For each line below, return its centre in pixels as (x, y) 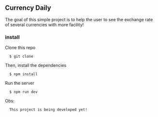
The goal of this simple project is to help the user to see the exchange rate (79, 19)
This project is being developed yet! (49, 110)
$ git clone (22, 57)
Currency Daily (28, 8)
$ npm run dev (23, 92)
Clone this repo (20, 48)
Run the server (20, 83)
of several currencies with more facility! (44, 25)
